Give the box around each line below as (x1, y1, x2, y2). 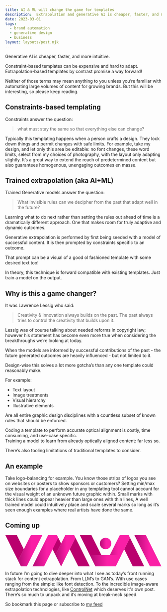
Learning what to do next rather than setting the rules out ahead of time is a (5, 214, 160, 220)
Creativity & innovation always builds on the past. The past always (17, 312, 153, 318)
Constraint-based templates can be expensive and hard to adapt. (5, 63, 139, 69)
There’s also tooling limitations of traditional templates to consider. (5, 448, 141, 454)
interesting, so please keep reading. (5, 88, 79, 95)
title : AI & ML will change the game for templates (5, 7, 114, 12)
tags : (5, 21, 16, 26)
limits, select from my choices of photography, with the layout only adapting (5, 151, 161, 157)
